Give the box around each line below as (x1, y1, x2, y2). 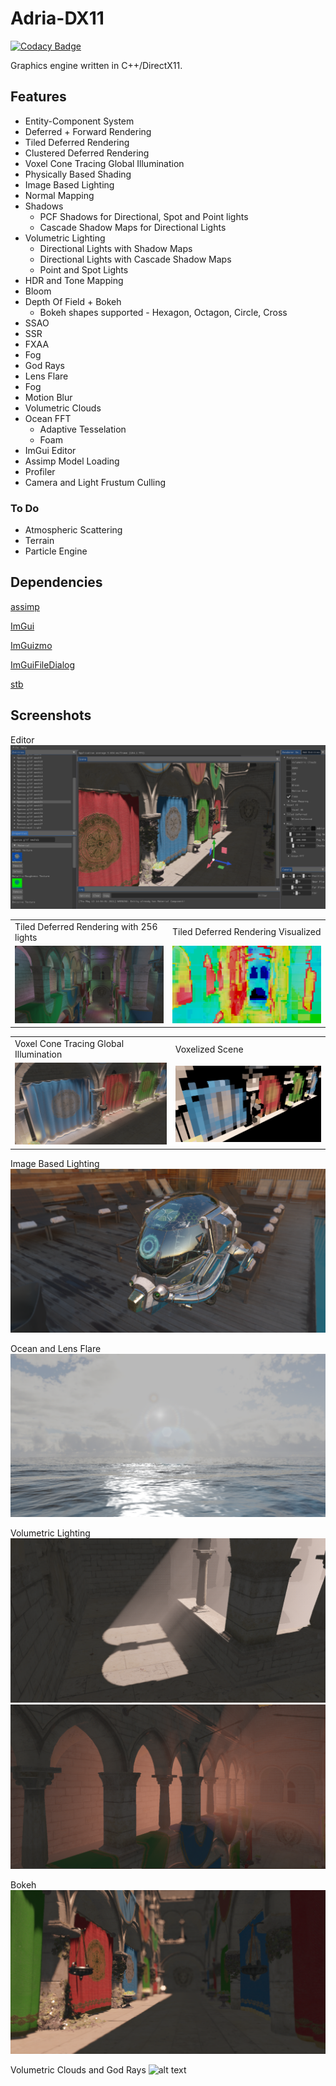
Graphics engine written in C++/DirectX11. (10, 59, 183, 71)
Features (10, 88, 67, 106)
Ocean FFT (24, 412, 72, 424)
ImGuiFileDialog (10, 658, 76, 671)
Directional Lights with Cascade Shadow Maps (39, 253, 232, 265)
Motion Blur (24, 391, 73, 403)
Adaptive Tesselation (39, 423, 127, 435)
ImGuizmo (10, 639, 53, 651)
